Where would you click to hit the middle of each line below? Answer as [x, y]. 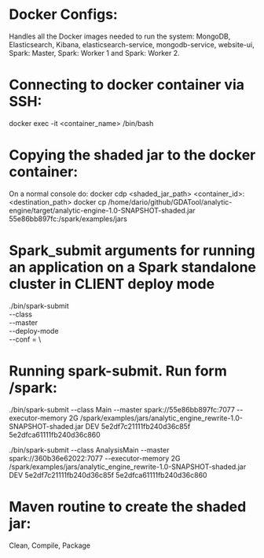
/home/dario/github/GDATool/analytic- [170, 201]
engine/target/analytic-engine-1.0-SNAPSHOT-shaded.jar [102, 210]
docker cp [90, 201]
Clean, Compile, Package [50, 545]
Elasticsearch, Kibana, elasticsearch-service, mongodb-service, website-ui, [132, 44]
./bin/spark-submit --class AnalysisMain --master [89, 449]
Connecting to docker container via [126, 85]
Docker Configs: [64, 15]
